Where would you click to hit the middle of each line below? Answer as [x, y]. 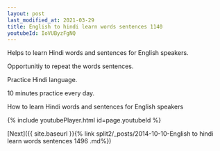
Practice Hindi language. [42, 80]
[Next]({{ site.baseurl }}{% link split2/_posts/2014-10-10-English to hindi [110, 134]
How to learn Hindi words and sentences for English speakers [95, 107]
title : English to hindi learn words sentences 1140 [85, 26]
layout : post [26, 14]
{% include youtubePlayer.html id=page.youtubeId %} [84, 120]
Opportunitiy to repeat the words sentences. [70, 66]
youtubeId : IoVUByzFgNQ [42, 33]
